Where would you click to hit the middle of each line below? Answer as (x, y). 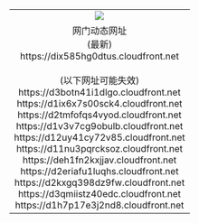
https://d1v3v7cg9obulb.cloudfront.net (99, 125)
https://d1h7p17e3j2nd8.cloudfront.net (99, 205)
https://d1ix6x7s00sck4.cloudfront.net (99, 103)
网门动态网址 (99, 31)
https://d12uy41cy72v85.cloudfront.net (99, 137)
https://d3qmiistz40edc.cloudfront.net (99, 193)
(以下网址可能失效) (99, 80)
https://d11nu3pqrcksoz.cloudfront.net (100, 148)
